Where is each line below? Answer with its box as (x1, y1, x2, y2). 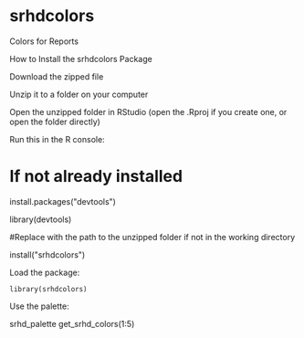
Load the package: (9, 267, 80, 278)
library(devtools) (9, 214, 72, 225)
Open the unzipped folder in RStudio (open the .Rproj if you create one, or (9, 106, 288, 117)
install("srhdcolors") (9, 248, 86, 260)
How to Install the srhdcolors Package (9, 53, 152, 64)
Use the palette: (9, 301, 70, 312)
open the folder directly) (9, 116, 100, 127)
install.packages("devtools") (9, 195, 117, 206)
